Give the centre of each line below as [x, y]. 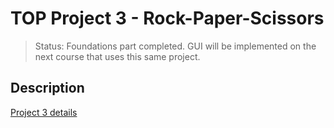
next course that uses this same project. [117, 56]
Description [47, 88]
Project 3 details [44, 112]
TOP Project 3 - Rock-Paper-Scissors [167, 18]
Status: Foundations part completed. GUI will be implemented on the [175, 46]
